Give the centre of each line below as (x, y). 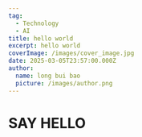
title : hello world (41, 38)
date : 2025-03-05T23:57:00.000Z (62, 61)
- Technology (37, 23)
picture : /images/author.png (64, 83)
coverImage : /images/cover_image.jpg (71, 53)
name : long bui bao (48, 76)
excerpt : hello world (45, 46)
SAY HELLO (47, 123)
